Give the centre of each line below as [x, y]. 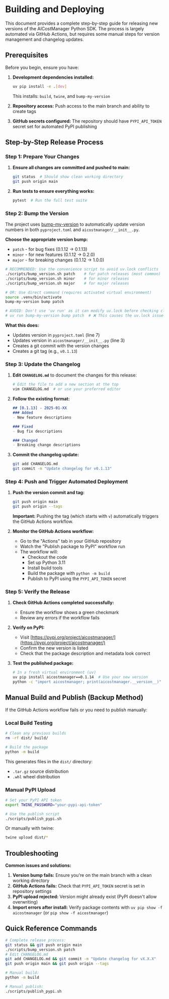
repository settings [32, 891]
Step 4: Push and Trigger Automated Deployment [67, 482]
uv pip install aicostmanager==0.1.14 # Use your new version [80, 677]
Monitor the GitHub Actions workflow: [53, 532]
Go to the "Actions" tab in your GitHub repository [71, 541]
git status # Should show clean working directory [68, 177]
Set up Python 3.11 [46, 563]
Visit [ [26, 638]
